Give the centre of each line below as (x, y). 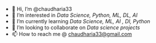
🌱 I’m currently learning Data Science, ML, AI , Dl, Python (81, 21)
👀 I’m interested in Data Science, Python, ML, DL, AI (74, 15)
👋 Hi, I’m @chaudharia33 (42, 9)
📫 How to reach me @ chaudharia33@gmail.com (72, 34)
